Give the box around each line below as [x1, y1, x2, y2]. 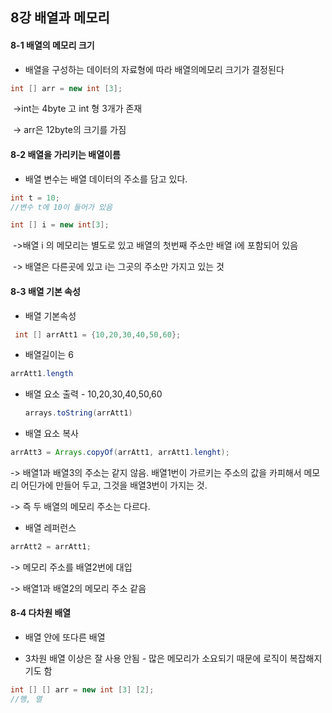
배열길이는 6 [24, 349, 74, 361]
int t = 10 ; [10, 193, 60, 203]
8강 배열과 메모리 [10, 9, 110, 27]
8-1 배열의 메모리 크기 [10, 39, 95, 51]
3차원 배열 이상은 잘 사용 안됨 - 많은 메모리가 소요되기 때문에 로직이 [24, 653, 288, 665]
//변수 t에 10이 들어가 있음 [10, 202, 113, 212]
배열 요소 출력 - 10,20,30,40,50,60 [24, 388, 163, 400]
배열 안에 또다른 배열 [24, 631, 106, 643]
